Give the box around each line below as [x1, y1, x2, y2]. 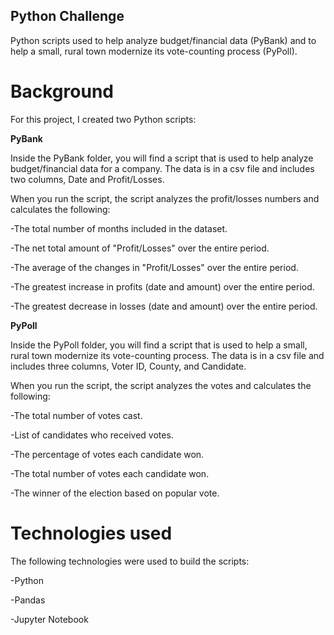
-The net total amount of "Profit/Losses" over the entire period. [10, 242, 270, 254]
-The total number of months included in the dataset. [10, 222, 228, 234]
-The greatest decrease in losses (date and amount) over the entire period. [10, 300, 318, 312]
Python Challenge [10, 8, 125, 25]
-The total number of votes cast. [10, 409, 143, 421]
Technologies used [10, 522, 173, 544]
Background [10, 80, 114, 103]
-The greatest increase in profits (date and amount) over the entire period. [10, 280, 315, 293]
